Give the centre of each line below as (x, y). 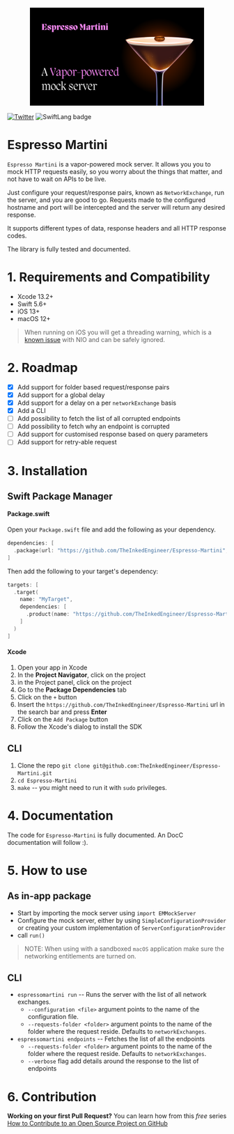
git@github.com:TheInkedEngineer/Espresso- (157, 766)
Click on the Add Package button (63, 719)
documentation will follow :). (48, 842)
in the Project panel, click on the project (75, 682)
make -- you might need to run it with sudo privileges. (92, 787)
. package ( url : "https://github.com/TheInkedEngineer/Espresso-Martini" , (121, 550)
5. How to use (47, 870)
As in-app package (49, 896)
